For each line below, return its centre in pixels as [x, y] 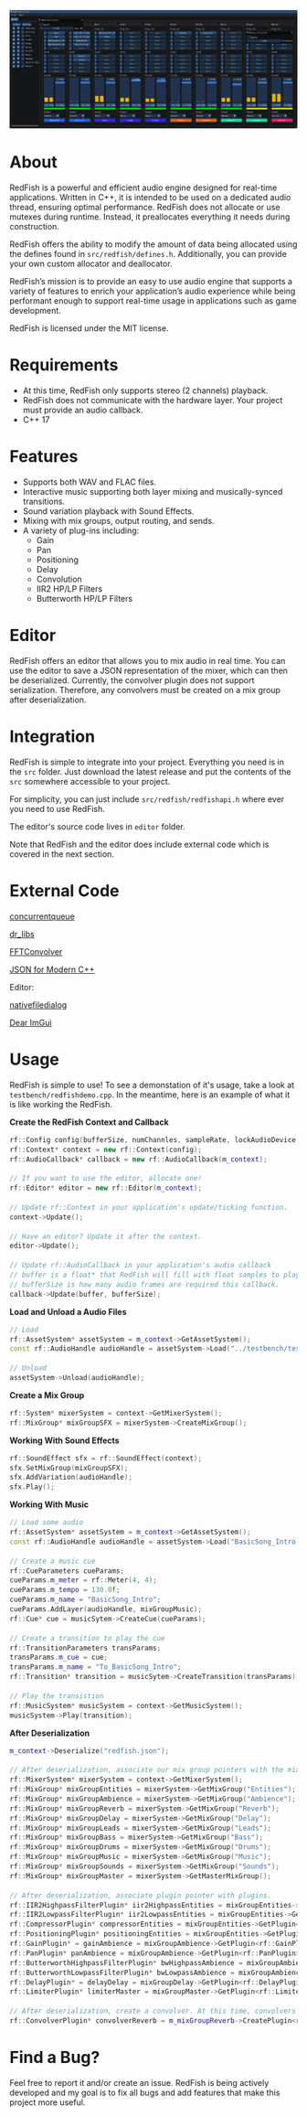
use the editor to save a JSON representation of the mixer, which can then [149, 670]
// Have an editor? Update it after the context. [106, 1236]
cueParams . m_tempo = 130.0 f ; [65, 1590]
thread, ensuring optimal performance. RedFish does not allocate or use [145, 208]
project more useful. [48, 2102]
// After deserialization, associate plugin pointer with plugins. [141, 1895]
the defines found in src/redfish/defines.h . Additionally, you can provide [148, 254]
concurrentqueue [42, 916]
